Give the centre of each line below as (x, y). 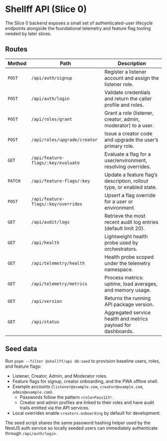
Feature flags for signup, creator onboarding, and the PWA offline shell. (85, 381)
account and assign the (131, 78)
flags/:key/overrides (57, 204)
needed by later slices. (28, 33)
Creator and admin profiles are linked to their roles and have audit (87, 402)
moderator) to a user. (129, 125)
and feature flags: (23, 366)
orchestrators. (121, 249)
